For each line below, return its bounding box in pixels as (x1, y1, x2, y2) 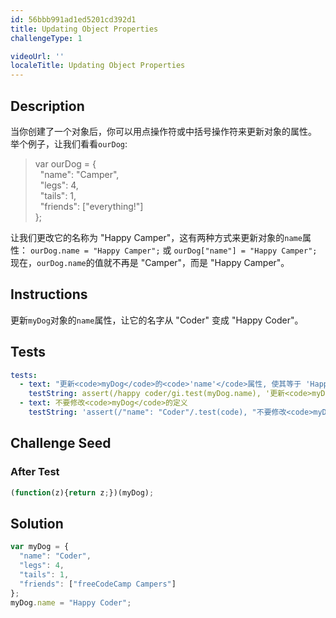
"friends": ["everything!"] (39, 200, 144, 212)
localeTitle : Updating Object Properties (10, 61, 186, 71)
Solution (10, 515, 64, 532)
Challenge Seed (10, 435, 112, 452)
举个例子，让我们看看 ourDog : (10, 137, 128, 150)
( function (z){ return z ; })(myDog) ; (10, 487, 155, 498)
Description (10, 97, 85, 115)
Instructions (10, 286, 88, 303)
